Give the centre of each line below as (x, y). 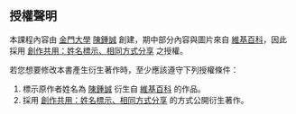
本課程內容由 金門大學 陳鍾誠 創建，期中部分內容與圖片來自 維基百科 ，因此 (148, 39)
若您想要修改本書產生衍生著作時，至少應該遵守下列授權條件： (124, 69)
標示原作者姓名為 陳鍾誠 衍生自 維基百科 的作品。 (114, 89)
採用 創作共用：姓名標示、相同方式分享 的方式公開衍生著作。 (135, 100)
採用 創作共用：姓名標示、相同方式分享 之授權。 (98, 50)
